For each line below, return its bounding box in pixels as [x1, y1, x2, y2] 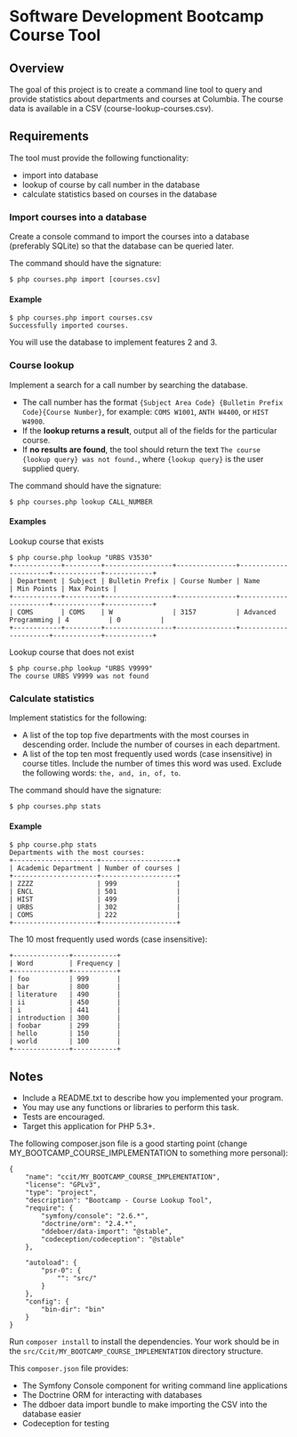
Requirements [9, 129, 89, 144]
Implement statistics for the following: [9, 712, 148, 723]
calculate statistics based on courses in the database [21, 189, 218, 199]
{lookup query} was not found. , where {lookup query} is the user [21, 453, 264, 464]
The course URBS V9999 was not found [9, 671, 149, 680]
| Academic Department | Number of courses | [9, 864, 181, 873]
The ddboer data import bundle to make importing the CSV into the [21, 1400, 268, 1410]
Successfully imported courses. [9, 321, 129, 330]
